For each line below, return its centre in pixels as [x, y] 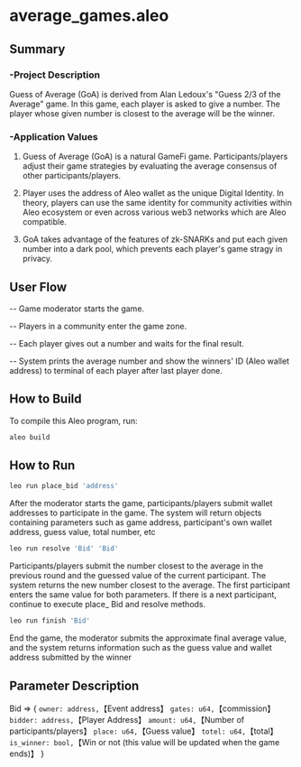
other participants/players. [72, 176]
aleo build [30, 437]
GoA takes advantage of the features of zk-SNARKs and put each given [155, 239]
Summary [37, 49]
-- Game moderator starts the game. [77, 309]
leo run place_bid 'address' [64, 486]
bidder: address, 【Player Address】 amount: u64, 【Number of [127, 719]
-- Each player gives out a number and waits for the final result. [127, 343]
